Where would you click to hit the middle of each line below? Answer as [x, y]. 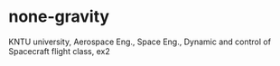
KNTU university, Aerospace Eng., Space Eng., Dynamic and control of [140, 42]
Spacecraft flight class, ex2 [59, 51]
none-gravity [59, 17]
